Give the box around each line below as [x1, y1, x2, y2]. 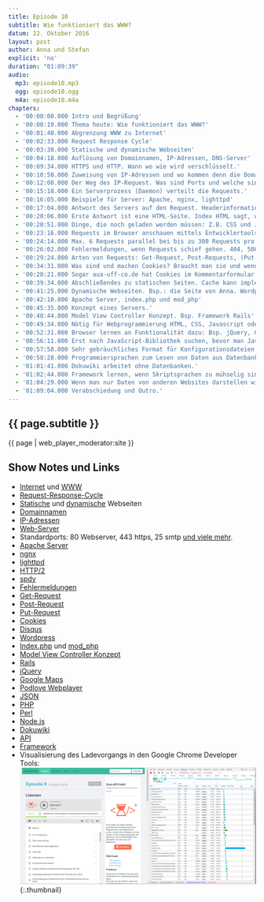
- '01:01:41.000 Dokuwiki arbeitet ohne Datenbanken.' [15, 362, 199, 370]
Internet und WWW [19, 482, 82, 491]
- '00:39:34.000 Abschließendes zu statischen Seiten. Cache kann [15, 278, 237, 287]
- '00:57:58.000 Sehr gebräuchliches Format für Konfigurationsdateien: [15, 345, 258, 353]
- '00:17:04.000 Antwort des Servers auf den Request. [15, 204, 199, 212]
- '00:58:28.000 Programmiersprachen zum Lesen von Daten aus [15, 353, 223, 362]
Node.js [19, 716, 46, 725]
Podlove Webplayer [19, 683, 83, 692]
